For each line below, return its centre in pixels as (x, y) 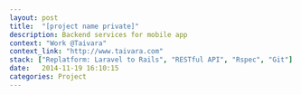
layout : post (34, 18)
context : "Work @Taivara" (58, 43)
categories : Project (48, 77)
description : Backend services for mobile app (99, 34)
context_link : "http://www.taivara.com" (87, 52)
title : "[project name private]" (75, 26)
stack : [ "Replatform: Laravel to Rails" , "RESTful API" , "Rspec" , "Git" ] (151, 60)
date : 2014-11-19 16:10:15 (64, 69)
